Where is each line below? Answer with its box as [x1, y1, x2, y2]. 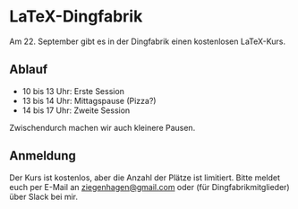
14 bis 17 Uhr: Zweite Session [21, 105, 131, 116]
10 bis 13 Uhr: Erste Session [21, 85, 125, 96]
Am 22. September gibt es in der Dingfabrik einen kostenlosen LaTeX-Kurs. [9, 36, 286, 47]
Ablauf [9, 62, 48, 77]
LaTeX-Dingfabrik [9, 6, 143, 27]
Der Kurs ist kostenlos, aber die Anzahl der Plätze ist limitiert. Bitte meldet [9, 172, 280, 183]
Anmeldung [9, 148, 76, 163]
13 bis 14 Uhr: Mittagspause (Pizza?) [21, 95, 157, 106]
